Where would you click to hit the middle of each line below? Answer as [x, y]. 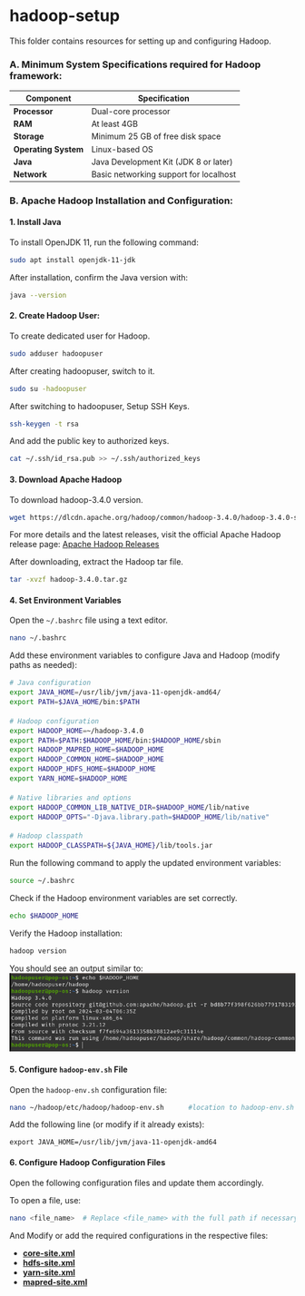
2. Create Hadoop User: [54, 316]
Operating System [49, 149]
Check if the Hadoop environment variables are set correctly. [123, 898]
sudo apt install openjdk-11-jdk [73, 260]
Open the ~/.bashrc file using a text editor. [89, 620]
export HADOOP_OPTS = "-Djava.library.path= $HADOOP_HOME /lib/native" [140, 817]
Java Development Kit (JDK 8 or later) [162, 162]
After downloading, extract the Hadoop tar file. [97, 562]
